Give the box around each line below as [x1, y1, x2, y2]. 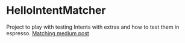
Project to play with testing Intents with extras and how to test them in [6, 23, 180, 30]
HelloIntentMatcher [6, 4, 106, 17]
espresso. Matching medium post [6, 29, 89, 36]
